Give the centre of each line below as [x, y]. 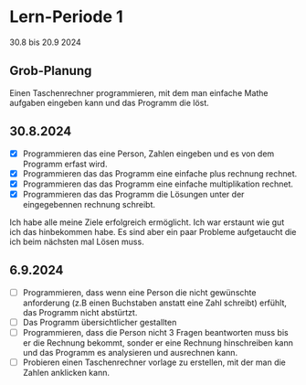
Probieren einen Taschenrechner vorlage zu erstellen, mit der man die [154, 362]
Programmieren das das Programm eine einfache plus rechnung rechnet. [160, 173]
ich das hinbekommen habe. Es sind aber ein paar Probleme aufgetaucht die [153, 231]
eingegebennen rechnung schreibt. [89, 204]
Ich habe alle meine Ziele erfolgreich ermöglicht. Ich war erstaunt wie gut [147, 222]
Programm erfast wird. [65, 164]
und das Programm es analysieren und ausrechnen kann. [130, 352]
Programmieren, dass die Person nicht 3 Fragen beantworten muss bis [156, 332]
